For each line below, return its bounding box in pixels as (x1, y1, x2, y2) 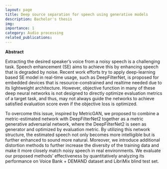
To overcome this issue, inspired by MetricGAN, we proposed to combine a (5, 110, 160, 116)
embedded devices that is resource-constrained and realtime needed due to (5, 79, 162, 85)
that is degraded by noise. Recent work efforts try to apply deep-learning (5, 69, 156, 75)
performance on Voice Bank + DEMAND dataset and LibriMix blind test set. (5, 158, 160, 164)
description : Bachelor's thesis (5, 16, 72, 21)
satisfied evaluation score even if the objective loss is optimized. (5, 101, 138, 107)
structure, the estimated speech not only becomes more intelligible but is (5, 132, 156, 138)
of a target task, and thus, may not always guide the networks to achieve (5, 95, 155, 101)
